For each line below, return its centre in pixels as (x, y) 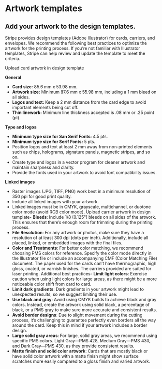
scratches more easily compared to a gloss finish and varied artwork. (81, 361)
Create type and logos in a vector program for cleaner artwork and (78, 162)
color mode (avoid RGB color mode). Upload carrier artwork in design (81, 212)
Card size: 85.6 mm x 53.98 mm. (45, 87)
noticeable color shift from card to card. (52, 284)
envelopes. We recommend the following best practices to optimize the (76, 43)
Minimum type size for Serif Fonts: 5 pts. (54, 142)
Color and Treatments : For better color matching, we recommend (78, 248)
